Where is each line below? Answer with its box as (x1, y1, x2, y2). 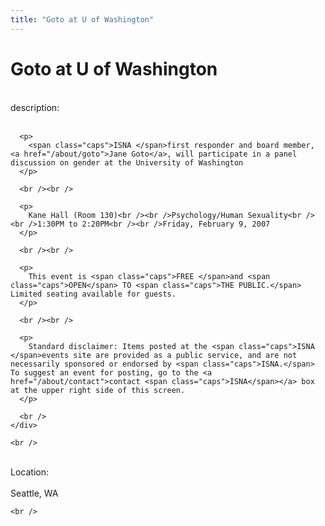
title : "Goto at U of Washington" (10, 14, 155, 25)
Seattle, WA (10, 487, 59, 499)
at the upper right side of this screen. (10, 385, 186, 395)
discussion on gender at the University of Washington (10, 157, 244, 168)
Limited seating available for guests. (10, 289, 177, 299)
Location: (10, 466, 49, 478)
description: (10, 101, 60, 113)
